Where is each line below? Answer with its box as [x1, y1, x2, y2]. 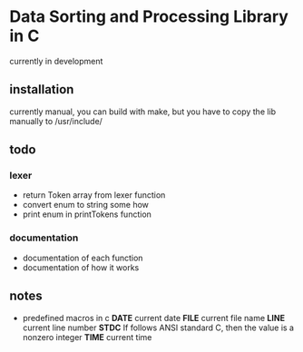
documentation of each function [22, 252, 143, 263]
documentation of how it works [22, 261, 140, 273]
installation [9, 82, 74, 97]
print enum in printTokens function [22, 209, 152, 220]
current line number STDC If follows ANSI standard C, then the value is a [22, 322, 295, 333]
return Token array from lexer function [22, 190, 166, 200]
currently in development [9, 55, 103, 66]
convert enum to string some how [22, 200, 150, 210]
